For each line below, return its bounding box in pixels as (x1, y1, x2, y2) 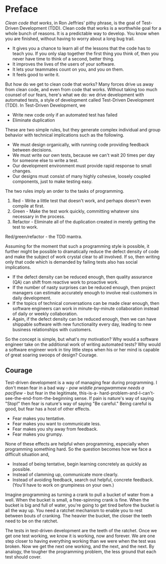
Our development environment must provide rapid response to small (12, 163, 152, 169)
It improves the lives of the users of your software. (12, 61, 115, 67)
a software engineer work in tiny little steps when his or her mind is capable (5, 346, 160, 352)
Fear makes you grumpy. (12, 431, 63, 437)
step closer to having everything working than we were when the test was (5, 538, 156, 544)
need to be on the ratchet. (5, 518, 58, 524)
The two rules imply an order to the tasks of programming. (5, 188, 124, 194)
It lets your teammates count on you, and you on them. (12, 66, 124, 72)
